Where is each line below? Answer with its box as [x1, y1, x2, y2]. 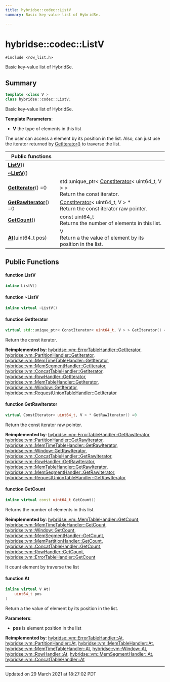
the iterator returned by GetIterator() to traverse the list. [5, 141, 121, 147]
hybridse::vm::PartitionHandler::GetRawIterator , [5, 437, 104, 443]
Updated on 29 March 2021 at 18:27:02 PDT [5, 671, 97, 677]
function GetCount [5, 486, 46, 492]
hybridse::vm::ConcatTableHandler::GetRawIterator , [5, 453, 113, 459]
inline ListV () [5, 283, 37, 288]
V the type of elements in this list [12, 126, 82, 132]
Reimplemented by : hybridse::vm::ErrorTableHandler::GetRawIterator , [5, 431, 151, 437]
